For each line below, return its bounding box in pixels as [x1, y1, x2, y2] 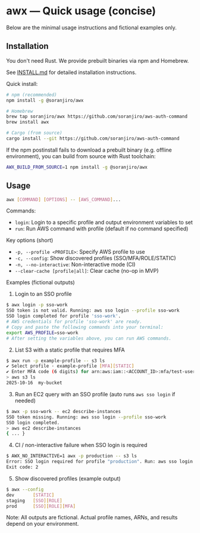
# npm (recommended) [6, 91, 58, 98]
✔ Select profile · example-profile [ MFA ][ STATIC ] [6, 363, 135, 369]
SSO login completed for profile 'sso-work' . [6, 313, 121, 319]
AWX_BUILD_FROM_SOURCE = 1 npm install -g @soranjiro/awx [6, 164, 148, 170]
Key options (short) [6, 237, 54, 244]
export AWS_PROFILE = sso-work [6, 329, 79, 335]
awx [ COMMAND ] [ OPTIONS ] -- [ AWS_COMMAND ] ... [6, 196, 121, 202]
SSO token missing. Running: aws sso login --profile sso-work [6, 414, 167, 420]
